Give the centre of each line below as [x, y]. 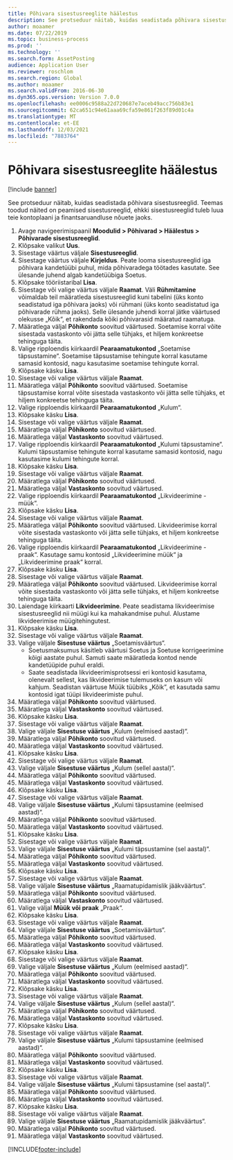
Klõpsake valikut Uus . [49, 246]
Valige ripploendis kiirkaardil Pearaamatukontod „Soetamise [104, 349]
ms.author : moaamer [36, 84]
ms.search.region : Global [45, 78]
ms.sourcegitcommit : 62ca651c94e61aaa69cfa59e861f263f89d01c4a [101, 110]
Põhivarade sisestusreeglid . [59, 238]
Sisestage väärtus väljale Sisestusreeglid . [78, 253]
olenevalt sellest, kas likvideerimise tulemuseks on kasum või [115, 680]
